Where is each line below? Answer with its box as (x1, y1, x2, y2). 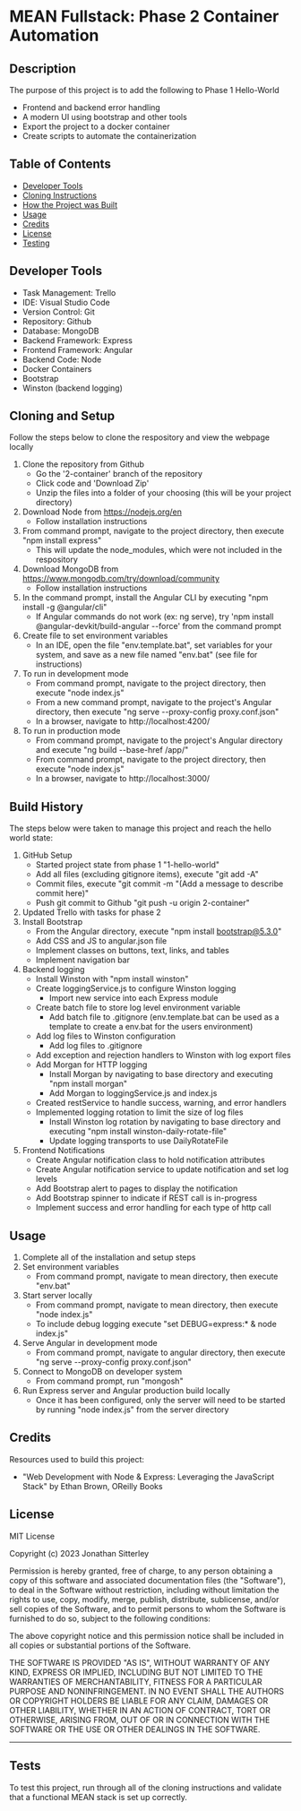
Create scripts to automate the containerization (21, 131, 197, 141)
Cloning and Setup (9, 409, 115, 424)
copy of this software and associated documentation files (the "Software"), (9, 1574, 287, 1585)
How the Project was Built (21, 199, 118, 210)
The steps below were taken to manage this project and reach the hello (9, 823, 271, 834)
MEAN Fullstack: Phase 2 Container (9, 6, 279, 27)
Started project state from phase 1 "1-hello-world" (35, 859, 220, 870)
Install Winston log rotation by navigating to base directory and (48, 1117, 281, 1127)
